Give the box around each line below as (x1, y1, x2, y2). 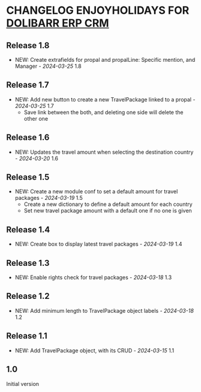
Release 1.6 (6, 133, 50, 143)
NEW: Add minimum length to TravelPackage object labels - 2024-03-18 (14, 307, 194, 314)
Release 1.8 (6, 40, 50, 50)
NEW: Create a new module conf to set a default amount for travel (14, 188, 178, 195)
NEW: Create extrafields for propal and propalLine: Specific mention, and (14, 56, 196, 63)
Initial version (6, 380, 40, 387)
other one (23, 115, 49, 122)
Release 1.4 (6, 225, 50, 235)
